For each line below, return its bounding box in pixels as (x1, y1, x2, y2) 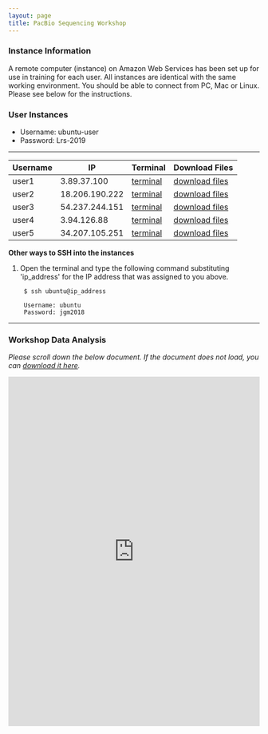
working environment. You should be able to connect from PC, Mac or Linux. (8, 81, 260, 90)
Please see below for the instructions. (8, 89, 132, 98)
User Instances (8, 109, 69, 120)
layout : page (8, 11, 52, 20)
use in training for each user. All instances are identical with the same (8, 72, 237, 81)
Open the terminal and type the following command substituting (19, 264, 230, 273)
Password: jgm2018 (23, 308, 85, 316)
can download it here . (8, 361, 81, 371)
